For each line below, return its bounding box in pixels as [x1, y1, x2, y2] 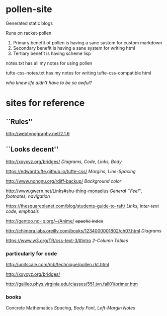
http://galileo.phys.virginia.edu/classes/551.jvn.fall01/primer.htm [6, 281, 138, 287]
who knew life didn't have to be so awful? [6, 80, 92, 86]
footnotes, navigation [6, 193, 50, 199]
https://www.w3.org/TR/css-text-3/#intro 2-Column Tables [6, 238, 128, 244]
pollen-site [6, 4, 52, 15]
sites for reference [6, 97, 85, 109]
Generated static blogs [6, 20, 53, 26]
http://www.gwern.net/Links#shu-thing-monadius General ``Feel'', [6, 188, 142, 194]
